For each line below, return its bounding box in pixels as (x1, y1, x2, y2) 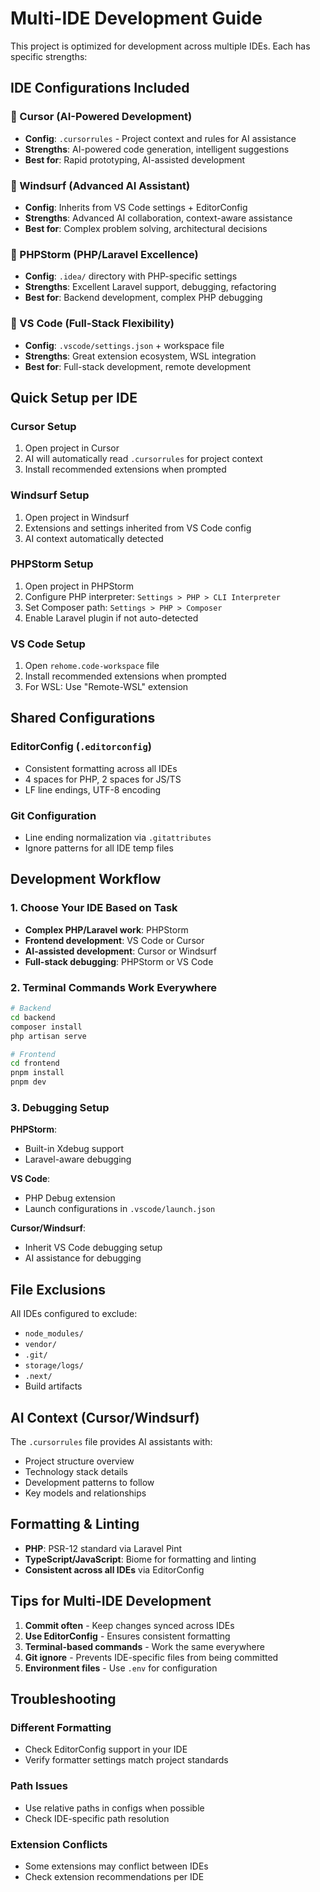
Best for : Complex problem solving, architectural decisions (24, 222, 268, 234)
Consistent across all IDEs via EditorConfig (24, 1563, 205, 1576)
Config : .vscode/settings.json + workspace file (24, 339, 225, 351)
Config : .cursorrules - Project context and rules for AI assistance (24, 132, 297, 144)
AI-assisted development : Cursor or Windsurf (24, 945, 217, 957)
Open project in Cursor (24, 442, 120, 454)
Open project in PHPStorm (24, 580, 134, 592)
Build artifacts (24, 1380, 83, 1392)
